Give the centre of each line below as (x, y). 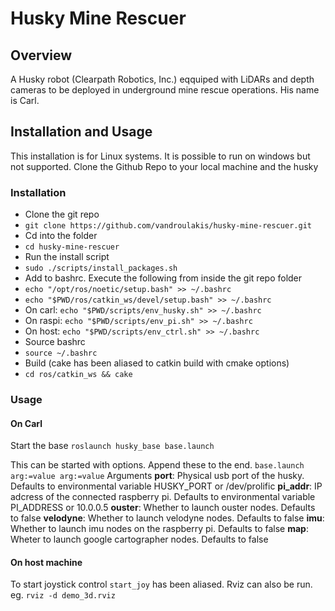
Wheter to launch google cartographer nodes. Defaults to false (139, 539)
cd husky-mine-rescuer (72, 247)
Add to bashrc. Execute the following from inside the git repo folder (163, 278)
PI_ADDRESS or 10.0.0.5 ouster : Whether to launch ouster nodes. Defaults (163, 508)
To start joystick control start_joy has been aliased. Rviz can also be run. (161, 584)
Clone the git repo (62, 214)
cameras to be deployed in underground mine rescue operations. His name (165, 90)
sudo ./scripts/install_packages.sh (101, 268)
